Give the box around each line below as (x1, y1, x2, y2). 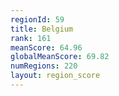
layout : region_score (10, 71, 101, 81)
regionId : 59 (10, 14, 65, 25)
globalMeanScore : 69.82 (10, 52, 110, 62)
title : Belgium (10, 24, 74, 34)
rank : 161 (10, 33, 52, 43)
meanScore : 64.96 (10, 42, 83, 53)
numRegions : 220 (10, 61, 78, 71)
